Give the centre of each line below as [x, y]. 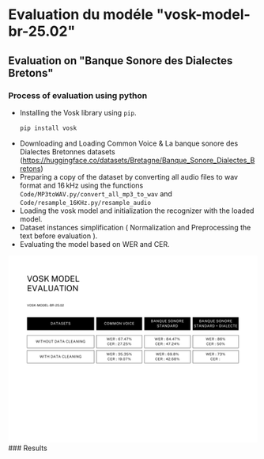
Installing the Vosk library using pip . [78, 112]
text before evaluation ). [58, 236]
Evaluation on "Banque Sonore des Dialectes [121, 61]
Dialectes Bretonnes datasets [68, 151]
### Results [28, 448]
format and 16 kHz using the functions [81, 185]
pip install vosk [48, 128]
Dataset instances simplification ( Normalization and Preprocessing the [135, 227]
